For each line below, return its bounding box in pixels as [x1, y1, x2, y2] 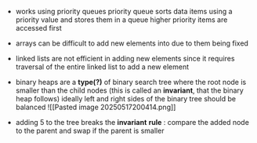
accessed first [15, 24, 63, 32]
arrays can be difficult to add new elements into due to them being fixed [15, 38, 249, 48]
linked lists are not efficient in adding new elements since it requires [15, 54, 235, 63]
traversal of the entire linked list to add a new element [15, 62, 190, 71]
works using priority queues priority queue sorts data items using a [15, 7, 233, 16]
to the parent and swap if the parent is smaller [15, 126, 165, 135]
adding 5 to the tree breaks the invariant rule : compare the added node [15, 118, 249, 126]
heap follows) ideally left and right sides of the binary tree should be [15, 94, 237, 103]
